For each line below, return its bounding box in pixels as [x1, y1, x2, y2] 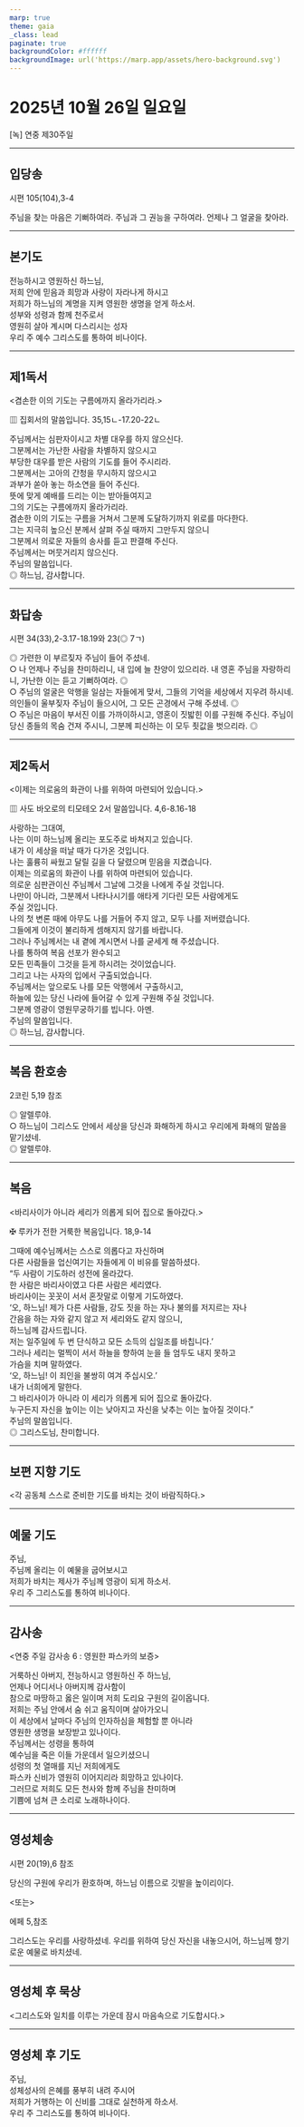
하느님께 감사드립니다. [9, 1324, 88, 1335]
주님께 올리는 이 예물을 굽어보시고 [9, 1565, 128, 1576]
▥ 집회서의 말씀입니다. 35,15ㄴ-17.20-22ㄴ [9, 415, 161, 425]
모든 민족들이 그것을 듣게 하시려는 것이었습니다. [9, 959, 176, 969]
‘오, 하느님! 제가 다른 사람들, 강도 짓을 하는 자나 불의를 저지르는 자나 [9, 1302, 247, 1312]
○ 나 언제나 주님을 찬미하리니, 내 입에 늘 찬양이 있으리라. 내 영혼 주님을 [9, 664, 260, 675]
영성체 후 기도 [9, 2047, 81, 2064]
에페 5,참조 [9, 1916, 48, 1927]
